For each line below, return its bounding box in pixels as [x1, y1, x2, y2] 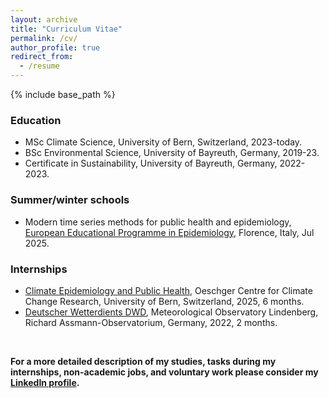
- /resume [19, 61, 60, 71]
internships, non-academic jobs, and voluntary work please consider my [10, 366, 319, 378]
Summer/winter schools [10, 193, 130, 207]
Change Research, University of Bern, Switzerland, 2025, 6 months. [24, 295, 305, 307]
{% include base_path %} [10, 89, 116, 100]
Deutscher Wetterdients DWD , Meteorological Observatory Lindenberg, [24, 306, 319, 318]
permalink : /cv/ [10, 33, 78, 43]
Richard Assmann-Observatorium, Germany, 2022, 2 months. [24, 316, 278, 328]
